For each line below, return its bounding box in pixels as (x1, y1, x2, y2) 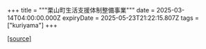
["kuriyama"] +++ (7, 21, 58, 29)
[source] (7, 35, 32, 43)
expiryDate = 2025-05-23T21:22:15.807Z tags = (62, 14, 199, 22)
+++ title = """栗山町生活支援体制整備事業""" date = (7, 6, 155, 14)
